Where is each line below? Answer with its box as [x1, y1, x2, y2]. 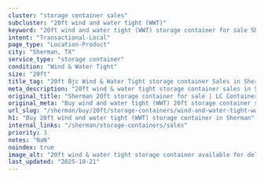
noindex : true [8, 143, 55, 151]
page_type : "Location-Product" [8, 41, 111, 49]
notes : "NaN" [8, 135, 51, 144]
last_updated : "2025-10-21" [8, 158, 101, 166]
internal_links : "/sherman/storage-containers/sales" [8, 121, 189, 129]
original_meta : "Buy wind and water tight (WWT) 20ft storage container [8, 99, 251, 107]
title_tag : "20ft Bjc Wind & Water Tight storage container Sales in [8, 77, 241, 85]
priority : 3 [8, 128, 47, 136]
